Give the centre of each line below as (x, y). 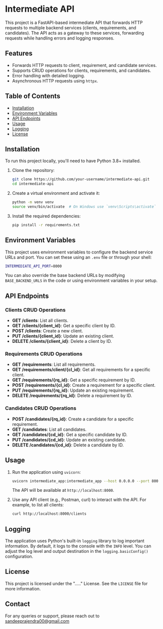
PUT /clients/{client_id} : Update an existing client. (63, 336)
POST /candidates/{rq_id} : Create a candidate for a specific (73, 419)
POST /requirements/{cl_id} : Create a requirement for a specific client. (84, 385)
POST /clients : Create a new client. (47, 331)
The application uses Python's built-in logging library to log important (75, 541)
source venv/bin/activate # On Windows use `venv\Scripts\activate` (84, 207)
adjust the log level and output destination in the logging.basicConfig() (77, 551)
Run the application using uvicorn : (46, 472)
